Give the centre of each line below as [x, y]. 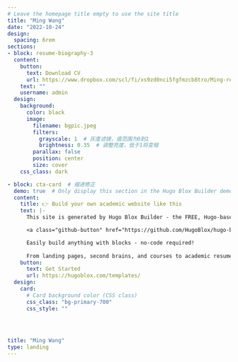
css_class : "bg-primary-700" [69, 302]
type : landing [28, 347]
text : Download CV [53, 73]
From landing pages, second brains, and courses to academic [118, 256]
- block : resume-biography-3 [50, 54]
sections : [22, 47]
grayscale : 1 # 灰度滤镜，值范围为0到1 [94, 139]
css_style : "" [47, 308]
